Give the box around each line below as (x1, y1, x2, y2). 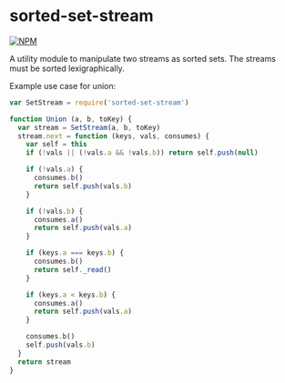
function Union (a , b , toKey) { (9, 115, 132, 124)
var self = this (25, 140, 88, 149)
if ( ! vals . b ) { (25, 207, 84, 216)
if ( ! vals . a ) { (25, 165, 84, 174)
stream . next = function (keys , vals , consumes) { (17, 131, 209, 141)
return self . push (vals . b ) (33, 181, 132, 191)
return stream (17, 357, 71, 367)
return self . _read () (33, 265, 112, 274)
